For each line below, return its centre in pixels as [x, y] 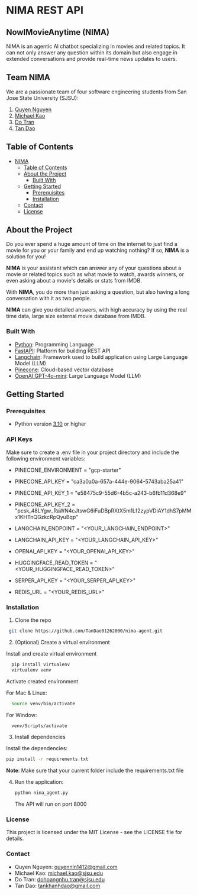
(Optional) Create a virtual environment [62, 642]
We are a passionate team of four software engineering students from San [97, 92]
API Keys [19, 439]
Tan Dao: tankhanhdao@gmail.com [57, 886]
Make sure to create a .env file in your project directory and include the [93, 452]
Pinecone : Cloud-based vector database [64, 369]
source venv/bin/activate [43, 703]
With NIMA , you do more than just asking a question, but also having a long [98, 292]
